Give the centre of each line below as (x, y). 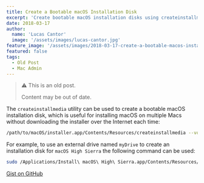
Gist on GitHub (25, 174)
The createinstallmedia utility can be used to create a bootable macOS (96, 109)
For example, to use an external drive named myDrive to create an (88, 145)
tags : (13, 57)
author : (16, 29)
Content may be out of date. (56, 97)
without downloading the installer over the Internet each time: (83, 122)
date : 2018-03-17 (28, 23)
